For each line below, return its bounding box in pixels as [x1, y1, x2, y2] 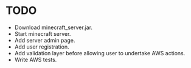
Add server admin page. [14, 36, 75, 44]
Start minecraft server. [14, 30, 71, 37]
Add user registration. [14, 43, 69, 50]
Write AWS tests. [14, 56, 57, 63]
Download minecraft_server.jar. [14, 24, 92, 31]
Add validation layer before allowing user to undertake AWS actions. [14, 49, 186, 56]
